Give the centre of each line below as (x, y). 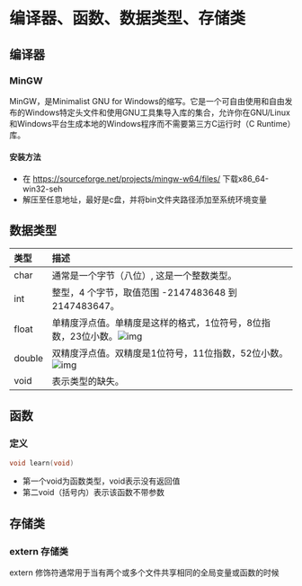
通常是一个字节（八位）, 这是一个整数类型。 (144, 275)
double (28, 358)
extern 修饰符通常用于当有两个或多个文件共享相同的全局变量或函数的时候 (145, 573)
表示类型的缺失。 (88, 381)
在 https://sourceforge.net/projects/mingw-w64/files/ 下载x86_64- (146, 179)
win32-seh (42, 189)
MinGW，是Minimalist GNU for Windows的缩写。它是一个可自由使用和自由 (147, 101)
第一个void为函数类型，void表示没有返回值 (101, 481)
